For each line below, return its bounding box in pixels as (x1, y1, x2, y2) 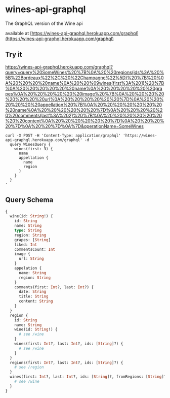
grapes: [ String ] (14, 237, 51, 242)
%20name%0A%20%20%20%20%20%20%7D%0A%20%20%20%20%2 (5, 107, 163, 113)
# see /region (14, 364, 44, 370)
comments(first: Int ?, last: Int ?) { (14, 284, 94, 290)
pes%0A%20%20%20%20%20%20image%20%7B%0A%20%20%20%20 (5, 90, 164, 97)
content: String (18, 298, 53, 304)
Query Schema (5, 195, 54, 204)
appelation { (14, 266, 42, 271)
